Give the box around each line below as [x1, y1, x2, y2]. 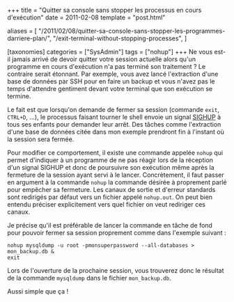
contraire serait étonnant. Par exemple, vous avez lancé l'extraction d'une [7, 70, 219, 78]
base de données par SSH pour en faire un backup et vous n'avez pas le [7, 77, 215, 86]
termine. [7, 92, 31, 100]
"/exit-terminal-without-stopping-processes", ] [53, 34, 187, 42]
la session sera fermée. [7, 135, 75, 143]
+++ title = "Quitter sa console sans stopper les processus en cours [7, 6, 202, 14]
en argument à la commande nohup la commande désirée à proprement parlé [7, 178, 227, 186]
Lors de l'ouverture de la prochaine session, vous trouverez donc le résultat [7, 267, 224, 274]
